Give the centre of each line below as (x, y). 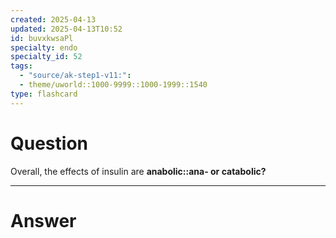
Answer (43, 220)
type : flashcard (44, 94)
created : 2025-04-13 (53, 19)
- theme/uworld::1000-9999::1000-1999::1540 (113, 85)
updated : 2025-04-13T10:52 (66, 29)
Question (49, 143)
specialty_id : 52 (46, 57)
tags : (21, 66)
